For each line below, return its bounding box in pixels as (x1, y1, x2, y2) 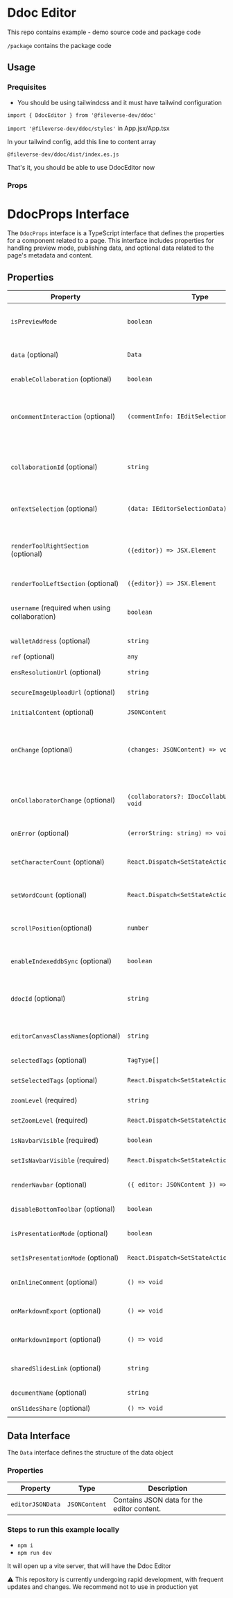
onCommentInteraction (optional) (10, 412, 116, 422)
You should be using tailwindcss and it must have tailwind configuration (17, 98, 222, 106)
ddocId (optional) (10, 994, 66, 1004)
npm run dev (17, 1549, 52, 1556)
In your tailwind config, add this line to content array (7, 137, 156, 145)
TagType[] (127, 1057, 159, 1064)
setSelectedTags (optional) (10, 1075, 98, 1085)
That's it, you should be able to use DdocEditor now (7, 163, 155, 171)
